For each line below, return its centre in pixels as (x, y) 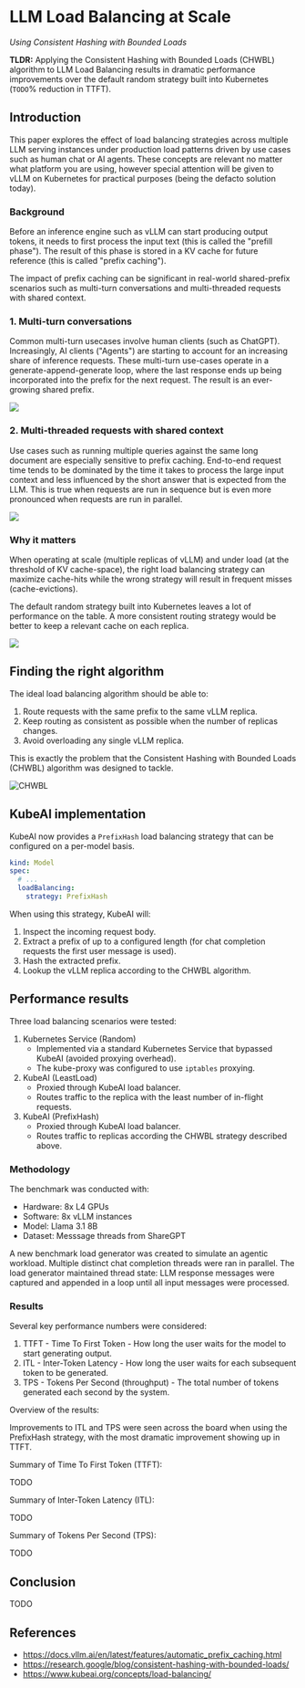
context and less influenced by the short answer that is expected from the (148, 479)
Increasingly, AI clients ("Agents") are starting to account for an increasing (149, 351)
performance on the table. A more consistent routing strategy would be (143, 616)
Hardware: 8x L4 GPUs (66, 1207)
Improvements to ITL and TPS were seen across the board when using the (148, 1428)
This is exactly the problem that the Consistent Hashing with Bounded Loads (153, 758)
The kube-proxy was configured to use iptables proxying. (145, 1068)
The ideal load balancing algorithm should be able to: (109, 693)
